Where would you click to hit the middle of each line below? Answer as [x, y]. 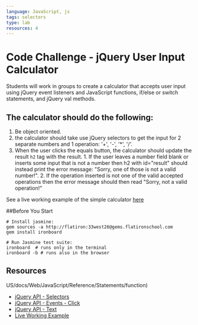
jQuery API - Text [36, 309]
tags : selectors [26, 17]
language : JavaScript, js [38, 12]
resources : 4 [22, 28]
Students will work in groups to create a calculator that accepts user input [96, 86]
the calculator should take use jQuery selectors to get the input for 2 [98, 138]
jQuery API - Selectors [42, 297]
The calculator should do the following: [80, 117]
